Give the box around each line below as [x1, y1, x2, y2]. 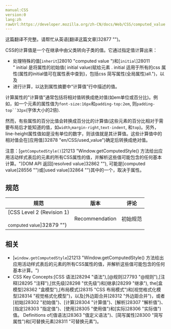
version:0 [5, 12, 27, 17]
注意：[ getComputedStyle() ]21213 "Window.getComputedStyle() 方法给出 [5, 148, 158, 154]
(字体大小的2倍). [26, 107, 60, 113]
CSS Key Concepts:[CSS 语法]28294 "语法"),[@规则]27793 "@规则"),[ [12, 273, 161, 280]
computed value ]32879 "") [8, 221, 67, 229]
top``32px [5, 108, 27, 113]
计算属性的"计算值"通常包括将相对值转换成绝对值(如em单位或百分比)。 [5, 94, 154, 100]
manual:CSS [5, 7, 29, 13]
